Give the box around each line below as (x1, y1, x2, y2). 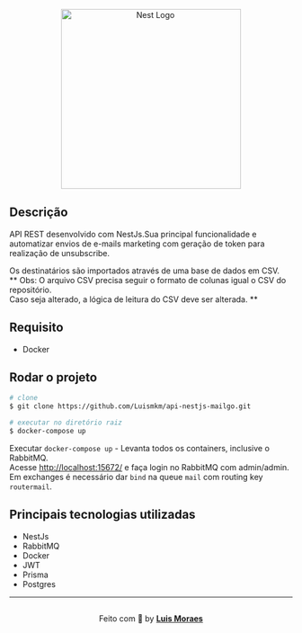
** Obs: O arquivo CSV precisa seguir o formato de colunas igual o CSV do (9, 274, 287, 285)
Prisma (22, 569, 49, 580)
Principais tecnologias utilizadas (9, 507, 196, 522)
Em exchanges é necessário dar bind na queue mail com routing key (9, 471, 263, 482)
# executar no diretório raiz (9, 418, 123, 427)
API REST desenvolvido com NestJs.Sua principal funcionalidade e (9, 228, 257, 239)
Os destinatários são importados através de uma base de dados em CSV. (9, 265, 280, 276)
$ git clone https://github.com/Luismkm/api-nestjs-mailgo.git (9, 402, 252, 411)
